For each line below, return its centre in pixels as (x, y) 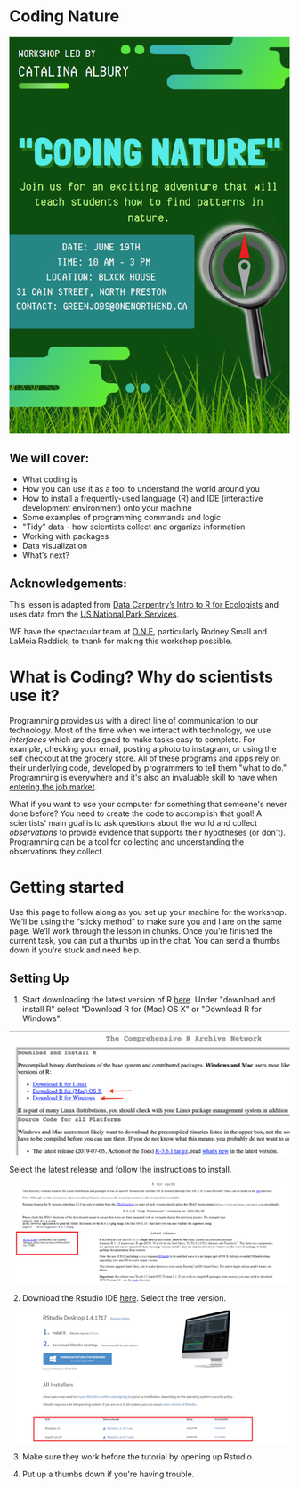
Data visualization (55, 546)
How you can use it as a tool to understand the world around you (141, 489)
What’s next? (45, 555)
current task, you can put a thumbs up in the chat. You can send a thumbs (145, 941)
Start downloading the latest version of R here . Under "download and (149, 999)
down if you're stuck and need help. (75, 950)
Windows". (42, 1018)
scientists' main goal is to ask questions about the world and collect (133, 823)
